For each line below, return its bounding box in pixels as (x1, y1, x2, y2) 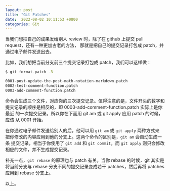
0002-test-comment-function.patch (5, 83, 78, 88)
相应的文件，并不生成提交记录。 (5, 146, 72, 152)
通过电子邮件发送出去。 (5, 49, 54, 55)
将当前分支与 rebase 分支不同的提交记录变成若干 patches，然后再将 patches (5, 163, 164, 169)
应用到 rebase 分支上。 (5, 170, 54, 176)
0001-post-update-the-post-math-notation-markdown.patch (5, 79, 128, 84)
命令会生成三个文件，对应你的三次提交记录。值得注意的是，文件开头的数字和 (5, 98, 165, 104)
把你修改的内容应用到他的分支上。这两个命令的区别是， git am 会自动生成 (5, 133, 158, 139)
